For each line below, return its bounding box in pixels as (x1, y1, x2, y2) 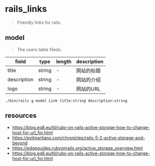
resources (5, 111, 37, 120)
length (56, 58, 72, 65)
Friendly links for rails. (17, 19, 62, 25)
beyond (12, 140, 28, 146)
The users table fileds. (17, 46, 62, 52)
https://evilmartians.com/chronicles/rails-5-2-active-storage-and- (12, 135, 145, 141)
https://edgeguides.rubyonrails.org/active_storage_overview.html (12, 145, 143, 151)
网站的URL (76, 85, 101, 92)
